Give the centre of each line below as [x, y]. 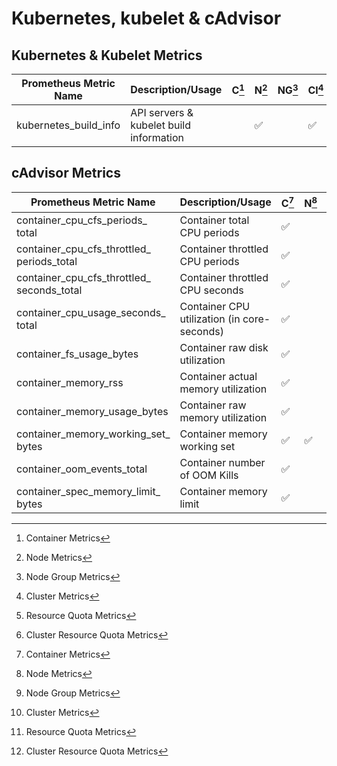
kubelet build [161, 125]
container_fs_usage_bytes [77, 354]
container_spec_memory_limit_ [88, 492]
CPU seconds [211, 290]
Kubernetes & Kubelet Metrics [107, 55]
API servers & [162, 112]
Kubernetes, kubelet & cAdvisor [146, 18]
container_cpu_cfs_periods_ [82, 220]
